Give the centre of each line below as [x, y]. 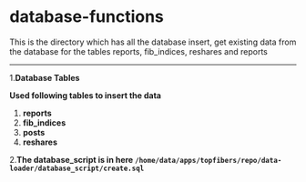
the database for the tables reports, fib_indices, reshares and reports [139, 51]
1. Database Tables [45, 77]
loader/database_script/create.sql [77, 168]
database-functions [87, 17]
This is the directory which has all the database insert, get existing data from [153, 42]
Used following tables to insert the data [86, 95]
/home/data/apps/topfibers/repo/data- [209, 160]
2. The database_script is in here [71, 159]
